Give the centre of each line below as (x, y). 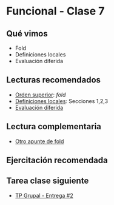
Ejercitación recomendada (57, 160)
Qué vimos (27, 34)
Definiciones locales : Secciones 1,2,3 (61, 101)
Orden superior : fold (40, 95)
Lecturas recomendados (54, 80)
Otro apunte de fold (39, 141)
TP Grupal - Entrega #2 (44, 195)
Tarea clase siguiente (48, 181)
